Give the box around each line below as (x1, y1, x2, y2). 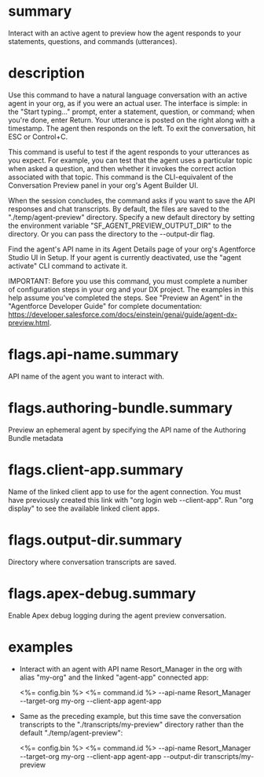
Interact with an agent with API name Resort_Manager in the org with (19, 664, 243, 673)
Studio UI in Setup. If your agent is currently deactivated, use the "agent (8, 252, 242, 262)
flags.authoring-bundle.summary (8, 399, 233, 416)
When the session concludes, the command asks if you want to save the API (8, 196, 255, 205)
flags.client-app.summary (8, 460, 184, 478)
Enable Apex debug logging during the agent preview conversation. (8, 610, 226, 620)
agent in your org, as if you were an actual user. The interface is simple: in (8, 98, 247, 108)
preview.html (8, 317, 49, 328)
